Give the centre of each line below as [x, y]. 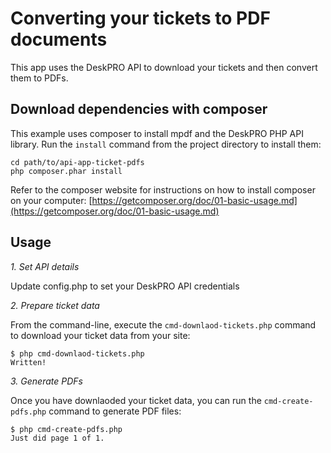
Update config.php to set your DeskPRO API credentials [125, 286]
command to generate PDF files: [115, 411]
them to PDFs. [39, 78]
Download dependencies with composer [139, 109]
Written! [28, 362]
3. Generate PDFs [46, 381]
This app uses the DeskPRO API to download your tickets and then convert [164, 67]
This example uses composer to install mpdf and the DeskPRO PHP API [157, 133]
